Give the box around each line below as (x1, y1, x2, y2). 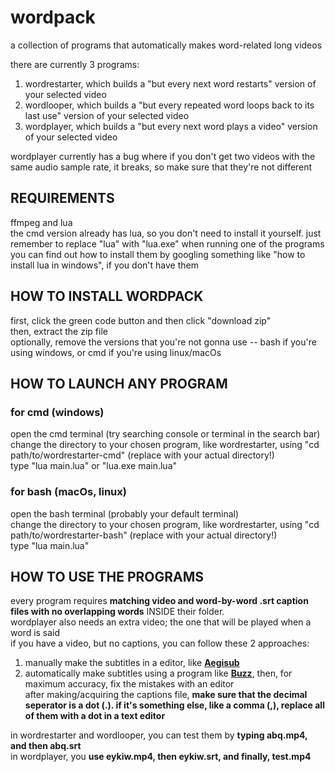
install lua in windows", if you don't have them (10, 259, 199, 271)
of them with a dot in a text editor (24, 710, 166, 722)
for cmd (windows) (10, 405, 105, 419)
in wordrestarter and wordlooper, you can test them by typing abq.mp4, (10, 729, 308, 741)
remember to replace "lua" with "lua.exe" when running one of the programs (10, 237, 325, 250)
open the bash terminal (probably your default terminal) (10, 507, 240, 520)
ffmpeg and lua (10, 216, 73, 228)
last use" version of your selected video (24, 109, 190, 121)
